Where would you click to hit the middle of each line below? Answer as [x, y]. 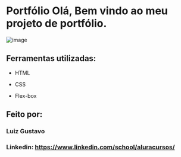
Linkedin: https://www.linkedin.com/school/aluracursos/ [90, 147]
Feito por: [24, 115]
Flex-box [26, 95]
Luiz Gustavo [26, 132]
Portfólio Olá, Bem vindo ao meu [87, 11]
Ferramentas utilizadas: [51, 58]
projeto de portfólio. [57, 23]
